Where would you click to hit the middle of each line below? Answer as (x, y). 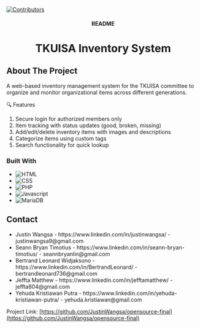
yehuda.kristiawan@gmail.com (103, 299)
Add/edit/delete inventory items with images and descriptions (93, 131)
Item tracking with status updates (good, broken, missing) (88, 125)
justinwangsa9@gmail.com (49, 241)
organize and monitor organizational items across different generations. (97, 92)
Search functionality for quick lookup (62, 145)
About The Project (42, 71)
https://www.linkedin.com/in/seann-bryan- (131, 247)
